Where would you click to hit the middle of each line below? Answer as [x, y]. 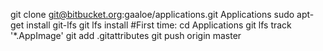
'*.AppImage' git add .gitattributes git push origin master [126, 35]
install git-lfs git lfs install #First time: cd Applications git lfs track [159, 25]
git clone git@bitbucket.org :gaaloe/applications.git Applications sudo [152, 14]
